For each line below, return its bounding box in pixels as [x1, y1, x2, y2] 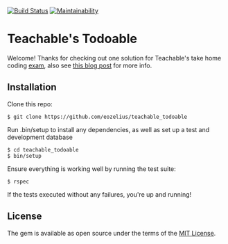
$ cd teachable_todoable [7, 146, 79, 153]
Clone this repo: [7, 99, 53, 108]
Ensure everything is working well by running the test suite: [7, 164, 177, 173]
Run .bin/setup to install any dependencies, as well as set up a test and [7, 125, 210, 133]
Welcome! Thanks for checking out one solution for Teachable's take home [7, 54, 222, 62]
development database [7, 133, 73, 141]
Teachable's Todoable [7, 31, 137, 47]
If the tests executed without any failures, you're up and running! [7, 190, 192, 198]
